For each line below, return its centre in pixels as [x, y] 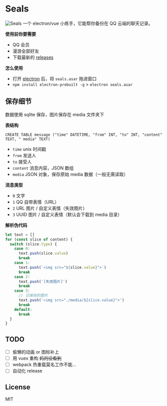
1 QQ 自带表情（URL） [36, 202]
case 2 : [22, 277]
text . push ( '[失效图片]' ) [43, 281]
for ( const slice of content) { [39, 239]
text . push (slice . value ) [43, 254]
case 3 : [22, 291]
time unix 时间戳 [29, 149]
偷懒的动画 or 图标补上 [36, 352]
